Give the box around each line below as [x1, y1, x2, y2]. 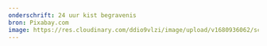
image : [8, 26, 30, 34]
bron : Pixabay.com [8, 19, 69, 27]
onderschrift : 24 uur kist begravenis [8, 11, 137, 19]
